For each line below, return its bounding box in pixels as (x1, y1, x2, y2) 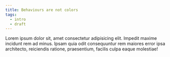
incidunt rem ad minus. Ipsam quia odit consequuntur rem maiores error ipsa (5, 41, 165, 47)
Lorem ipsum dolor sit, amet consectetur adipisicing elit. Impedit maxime (5, 35, 157, 41)
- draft (10, 21, 26, 27)
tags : (5, 12, 17, 17)
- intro (10, 17, 26, 22)
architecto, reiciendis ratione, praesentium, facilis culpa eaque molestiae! (5, 46, 158, 52)
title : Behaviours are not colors (5, 7, 79, 13)
